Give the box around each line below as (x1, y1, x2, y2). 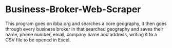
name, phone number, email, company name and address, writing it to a (5, 31, 157, 37)
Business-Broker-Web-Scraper (5, 4, 141, 15)
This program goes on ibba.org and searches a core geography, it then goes (5, 20, 167, 27)
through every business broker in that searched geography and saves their (5, 26, 163, 32)
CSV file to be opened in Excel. (5, 37, 71, 43)
